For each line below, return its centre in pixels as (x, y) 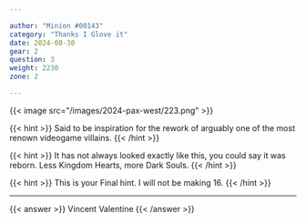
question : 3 (32, 60)
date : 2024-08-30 (42, 43)
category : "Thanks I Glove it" (69, 34)
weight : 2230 (34, 68)
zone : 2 (24, 77)
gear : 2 (24, 51)
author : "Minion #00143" (56, 25)
